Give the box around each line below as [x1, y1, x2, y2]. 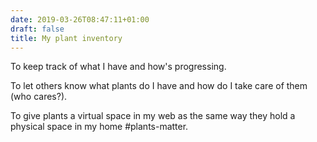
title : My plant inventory [10, 33, 123, 43]
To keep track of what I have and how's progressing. [10, 61, 227, 73]
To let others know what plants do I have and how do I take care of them [10, 80, 308, 92]
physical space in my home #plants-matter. [10, 121, 189, 133]
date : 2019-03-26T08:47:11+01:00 [10, 14, 150, 25]
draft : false [10, 24, 65, 34]
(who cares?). [10, 91, 68, 103]
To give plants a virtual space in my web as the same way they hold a [10, 110, 296, 122]
